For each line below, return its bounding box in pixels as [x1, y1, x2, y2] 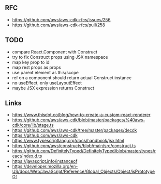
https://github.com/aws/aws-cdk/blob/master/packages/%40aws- [12, 117, 145, 123]
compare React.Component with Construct [12, 49, 98, 55]
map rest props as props [12, 64, 61, 70]
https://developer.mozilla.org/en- [12, 164, 78, 169]
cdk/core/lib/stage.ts [12, 122, 54, 128]
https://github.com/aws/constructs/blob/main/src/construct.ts [12, 143, 136, 149]
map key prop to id [12, 59, 50, 65]
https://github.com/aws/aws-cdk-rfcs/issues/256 [12, 17, 111, 22]
